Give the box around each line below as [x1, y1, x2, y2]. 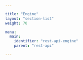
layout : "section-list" [5, 16, 54, 21]
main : [9, 34, 21, 39]
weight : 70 [5, 21, 28, 26]
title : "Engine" [5, 11, 39, 16]
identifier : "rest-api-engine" [14, 39, 79, 44]
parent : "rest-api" [14, 43, 54, 48]
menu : [5, 30, 16, 34]
